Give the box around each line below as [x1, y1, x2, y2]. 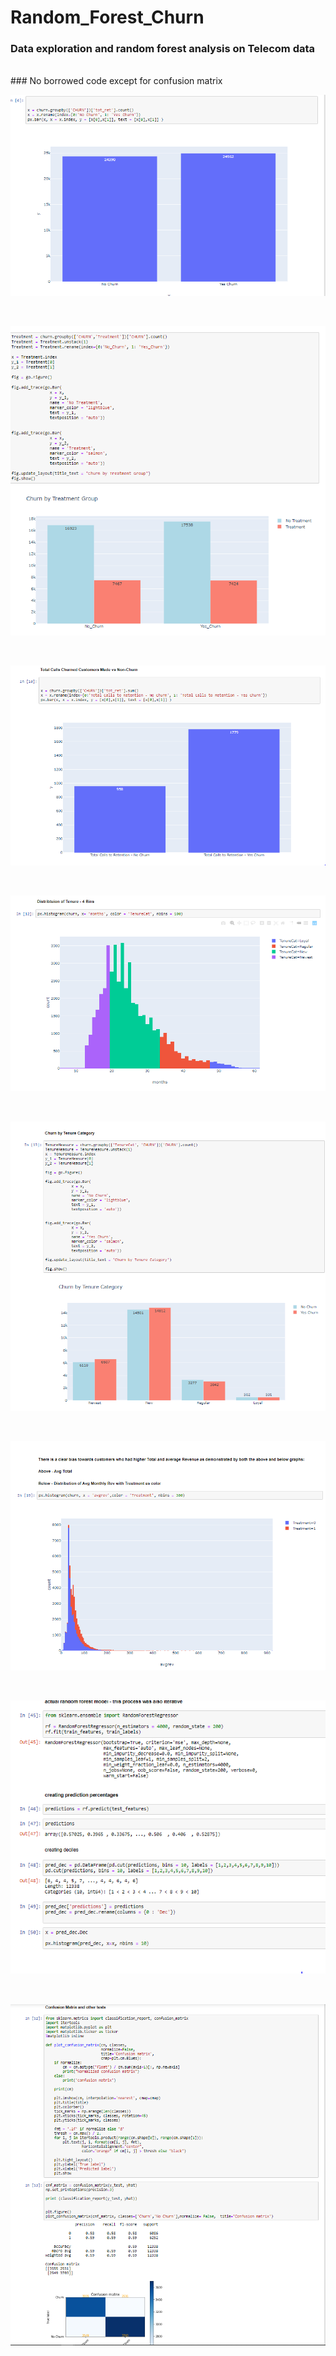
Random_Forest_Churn [10, 6, 205, 29]
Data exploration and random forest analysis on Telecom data [10, 42, 316, 56]
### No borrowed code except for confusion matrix [10, 75, 223, 87]
